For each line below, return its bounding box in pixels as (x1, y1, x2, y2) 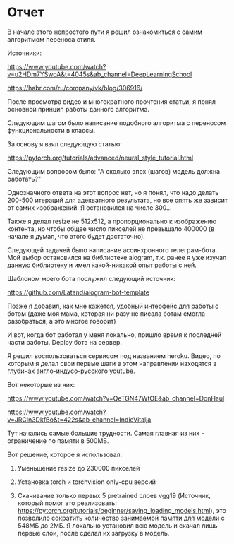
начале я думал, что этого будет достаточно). (7, 232, 146, 240)
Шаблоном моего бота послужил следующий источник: (7, 274, 176, 283)
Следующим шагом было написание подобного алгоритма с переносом (7, 118, 226, 127)
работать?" (7, 175, 41, 183)
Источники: (7, 49, 42, 57)
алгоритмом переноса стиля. (7, 35, 97, 43)
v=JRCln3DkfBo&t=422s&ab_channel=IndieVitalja (7, 415, 152, 424)
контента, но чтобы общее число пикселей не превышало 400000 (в (7, 224, 215, 233)
